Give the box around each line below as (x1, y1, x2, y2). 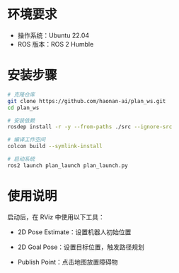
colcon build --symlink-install (7, 142, 103, 150)
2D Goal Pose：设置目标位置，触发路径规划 (17, 243, 145, 251)
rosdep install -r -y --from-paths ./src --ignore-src (7, 123, 173, 131)
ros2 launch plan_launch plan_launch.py (7, 162, 129, 169)
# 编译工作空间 (7, 136, 46, 143)
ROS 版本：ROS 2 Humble (17, 40, 94, 48)
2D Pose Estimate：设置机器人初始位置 (17, 227, 132, 236)
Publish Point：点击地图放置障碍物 (17, 257, 118, 266)
